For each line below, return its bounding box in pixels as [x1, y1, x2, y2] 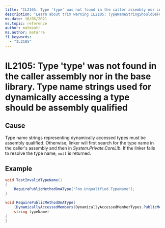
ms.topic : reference [5, 21, 48, 26]
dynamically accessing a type [5, 91, 130, 103]
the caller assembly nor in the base [5, 71, 151, 82]
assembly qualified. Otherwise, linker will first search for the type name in [5, 140, 154, 145]
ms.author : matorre [5, 30, 45, 35]
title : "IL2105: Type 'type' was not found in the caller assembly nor [5, 7, 155, 12]
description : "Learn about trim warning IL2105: [5, 12, 107, 17]
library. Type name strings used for [5, 81, 151, 92]
